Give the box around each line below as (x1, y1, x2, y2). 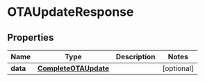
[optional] (162, 63, 195, 73)
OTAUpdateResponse (7, 4, 134, 20)
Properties (7, 32, 54, 43)
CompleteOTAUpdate (37, 63, 110, 73)
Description (115, 52, 156, 61)
